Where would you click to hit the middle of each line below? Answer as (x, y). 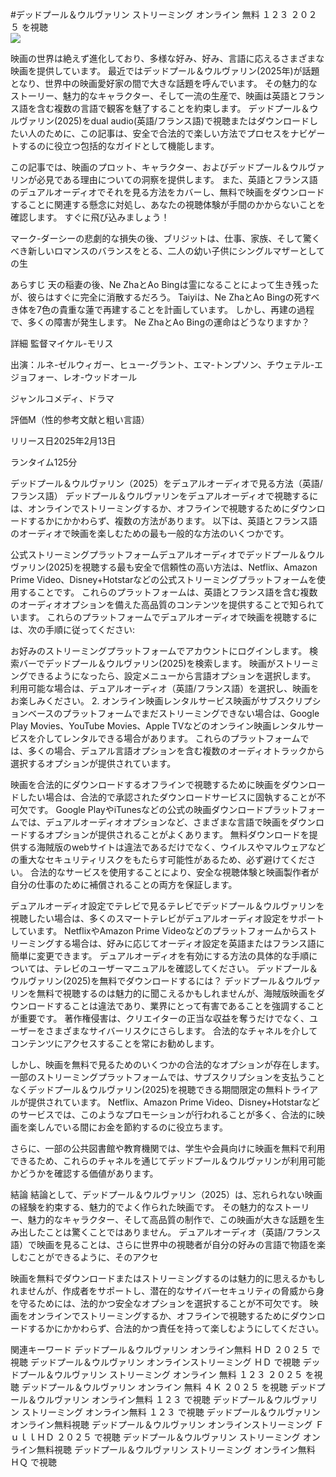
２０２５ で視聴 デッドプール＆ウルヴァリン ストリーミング (178, 1437)
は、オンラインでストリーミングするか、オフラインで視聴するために (150, 508)
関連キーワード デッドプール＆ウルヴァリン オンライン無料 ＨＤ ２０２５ (160, 1349)
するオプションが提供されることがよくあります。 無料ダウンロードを (168, 834)
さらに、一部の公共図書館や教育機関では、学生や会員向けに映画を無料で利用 (168, 1148)
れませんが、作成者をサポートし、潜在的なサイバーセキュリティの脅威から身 (167, 1291)
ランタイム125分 (44, 462)
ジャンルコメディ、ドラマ (62, 398)
